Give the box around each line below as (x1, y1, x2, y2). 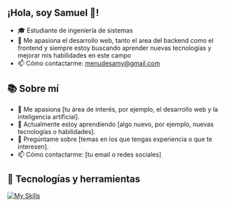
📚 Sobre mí (7, 83, 60, 95)
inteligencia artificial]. (17, 112, 80, 121)
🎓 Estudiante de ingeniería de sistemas (17, 26, 133, 34)
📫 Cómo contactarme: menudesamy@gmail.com (17, 59, 161, 67)
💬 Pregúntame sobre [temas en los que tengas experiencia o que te (17, 135, 212, 143)
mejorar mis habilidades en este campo (17, 51, 132, 60)
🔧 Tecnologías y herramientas (7, 173, 140, 185)
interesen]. (17, 142, 49, 151)
